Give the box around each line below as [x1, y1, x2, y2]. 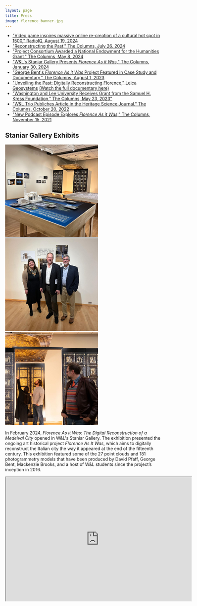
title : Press [5, 13, 32, 18]
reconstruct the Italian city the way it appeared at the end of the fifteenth [5, 446, 153, 452]
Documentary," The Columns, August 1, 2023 [12, 75, 105, 81]
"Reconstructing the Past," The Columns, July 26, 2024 [12, 43, 125, 49]
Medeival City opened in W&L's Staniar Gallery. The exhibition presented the [5, 435, 161, 441]
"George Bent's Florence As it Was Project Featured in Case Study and [12, 69, 157, 75]
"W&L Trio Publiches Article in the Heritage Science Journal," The [12, 101, 147, 107]
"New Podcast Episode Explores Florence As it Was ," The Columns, [12, 111, 150, 117]
